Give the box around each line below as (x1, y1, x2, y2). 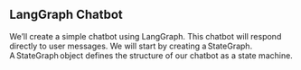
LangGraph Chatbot (9, 7, 124, 22)
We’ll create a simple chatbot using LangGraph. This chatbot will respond (9, 31, 282, 41)
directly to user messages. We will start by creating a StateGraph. (9, 40, 253, 51)
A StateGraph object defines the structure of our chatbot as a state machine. (9, 49, 294, 61)
